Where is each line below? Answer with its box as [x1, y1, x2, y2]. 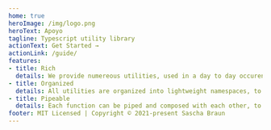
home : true [8, 11, 45, 20]
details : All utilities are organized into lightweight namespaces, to [15, 86, 262, 95]
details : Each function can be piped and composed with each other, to [15, 102, 262, 110]
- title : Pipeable [8, 94, 70, 103]
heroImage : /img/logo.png [8, 19, 95, 27]
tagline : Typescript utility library [8, 34, 135, 43]
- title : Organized [8, 79, 74, 87]
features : [8, 57, 42, 65]
